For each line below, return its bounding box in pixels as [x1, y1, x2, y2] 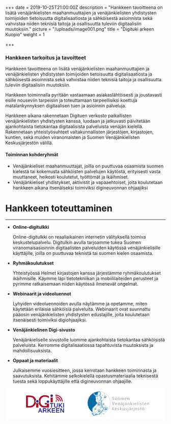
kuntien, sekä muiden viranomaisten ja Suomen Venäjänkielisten [5, 134, 140, 140]
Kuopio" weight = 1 [5, 32, 45, 37]
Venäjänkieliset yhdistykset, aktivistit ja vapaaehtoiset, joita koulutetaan [12, 179, 163, 185]
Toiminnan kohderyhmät [5, 151, 59, 157]
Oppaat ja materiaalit [12, 358, 59, 364]
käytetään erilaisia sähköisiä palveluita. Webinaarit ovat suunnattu [12, 306, 151, 312]
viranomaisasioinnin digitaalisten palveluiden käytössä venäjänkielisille [12, 245, 161, 251]
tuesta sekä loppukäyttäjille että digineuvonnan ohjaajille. [12, 378, 133, 385]
